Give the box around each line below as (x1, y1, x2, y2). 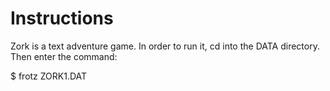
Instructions (10, 7, 114, 30)
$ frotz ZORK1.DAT (10, 70, 88, 82)
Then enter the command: (10, 50, 118, 62)
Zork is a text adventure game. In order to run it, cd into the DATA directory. (10, 40, 320, 52)
